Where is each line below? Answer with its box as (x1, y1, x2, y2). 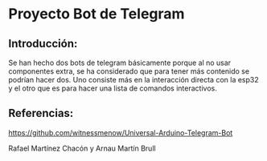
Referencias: (8, 107, 74, 120)
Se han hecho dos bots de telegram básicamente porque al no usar (8, 58, 232, 67)
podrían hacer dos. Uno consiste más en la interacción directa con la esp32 (8, 75, 259, 84)
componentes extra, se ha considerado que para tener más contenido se (8, 66, 250, 76)
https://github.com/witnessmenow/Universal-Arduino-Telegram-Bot (8, 127, 233, 137)
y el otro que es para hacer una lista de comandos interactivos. (8, 83, 217, 93)
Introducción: (8, 37, 78, 50)
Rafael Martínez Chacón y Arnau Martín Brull (8, 143, 156, 153)
